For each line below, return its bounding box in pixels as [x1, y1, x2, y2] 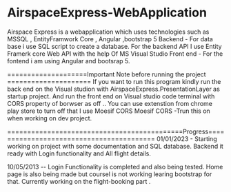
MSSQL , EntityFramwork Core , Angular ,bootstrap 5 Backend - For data [7, 34, 214, 43]
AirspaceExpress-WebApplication [7, 5, 207, 21]
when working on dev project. [7, 114, 92, 122]
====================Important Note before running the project [7, 70, 206, 78]
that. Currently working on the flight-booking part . [7, 177, 151, 185]
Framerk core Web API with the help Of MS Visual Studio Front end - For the [7, 50, 223, 58]
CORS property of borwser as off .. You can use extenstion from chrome [7, 99, 212, 107]
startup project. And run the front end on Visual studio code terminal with [7, 92, 215, 100]
